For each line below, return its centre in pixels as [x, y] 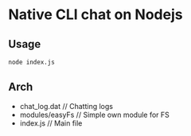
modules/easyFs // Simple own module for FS [94, 115]
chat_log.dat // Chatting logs [66, 106]
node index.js [32, 62]
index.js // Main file [51, 123]
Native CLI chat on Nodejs [95, 15]
